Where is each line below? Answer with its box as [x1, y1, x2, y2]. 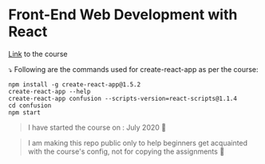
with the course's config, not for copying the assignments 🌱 [27, 146, 225, 156]
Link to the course [8, 49, 68, 58]
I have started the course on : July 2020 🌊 [27, 122, 166, 132]
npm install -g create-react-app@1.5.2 [8, 80, 141, 89]
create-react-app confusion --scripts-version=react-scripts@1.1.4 [8, 94, 238, 102]
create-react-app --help [8, 87, 91, 95]
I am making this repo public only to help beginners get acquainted [27, 138, 248, 147]
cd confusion [8, 102, 52, 110]
